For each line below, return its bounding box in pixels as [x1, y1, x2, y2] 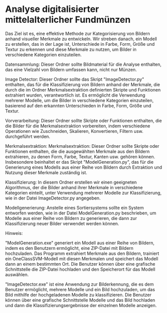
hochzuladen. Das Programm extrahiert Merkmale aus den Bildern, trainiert [5, 250, 160, 256]
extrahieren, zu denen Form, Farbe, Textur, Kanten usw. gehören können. [5, 153, 156, 160]
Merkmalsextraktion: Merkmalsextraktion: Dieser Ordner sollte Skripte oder [5, 143, 160, 149]
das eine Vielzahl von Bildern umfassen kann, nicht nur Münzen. [5, 66, 137, 73]
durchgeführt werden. [5, 133, 51, 139]
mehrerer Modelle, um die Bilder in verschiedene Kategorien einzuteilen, [5, 97, 154, 103]
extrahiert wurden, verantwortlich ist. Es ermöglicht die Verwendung [5, 92, 146, 98]
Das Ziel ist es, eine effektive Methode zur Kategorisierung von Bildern [5, 30, 151, 36]
